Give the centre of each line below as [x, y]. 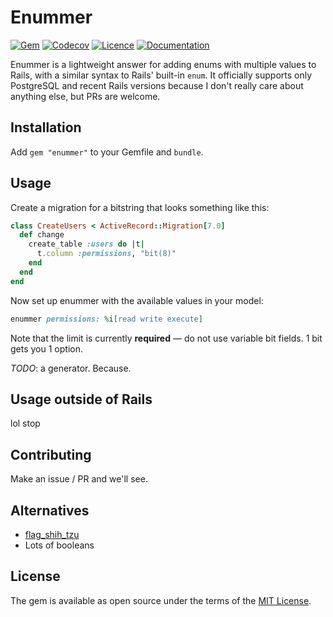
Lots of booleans [59, 545]
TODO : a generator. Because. [71, 368]
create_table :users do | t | [86, 244]
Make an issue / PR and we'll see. [79, 479]
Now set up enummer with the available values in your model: [137, 300]
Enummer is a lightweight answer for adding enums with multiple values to [163, 64]
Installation [46, 127]
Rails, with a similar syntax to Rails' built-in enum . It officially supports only [161, 75]
